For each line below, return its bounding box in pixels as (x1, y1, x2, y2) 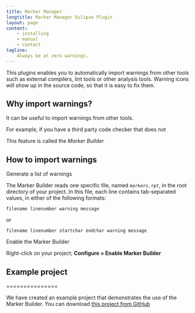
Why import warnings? (6, 99, 93, 109)
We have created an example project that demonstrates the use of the (6, 294, 177, 301)
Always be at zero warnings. (17, 53, 89, 59)
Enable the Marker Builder (6, 238, 70, 245)
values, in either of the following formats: (6, 194, 107, 202)
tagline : (6, 47, 28, 53)
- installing (17, 31, 49, 37)
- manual (17, 36, 39, 42)
